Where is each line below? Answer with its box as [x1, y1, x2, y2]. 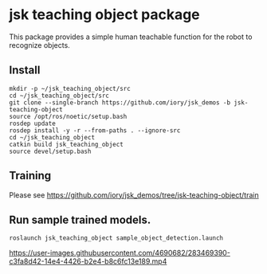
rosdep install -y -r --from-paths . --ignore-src [9, 126, 181, 135]
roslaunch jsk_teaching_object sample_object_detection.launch [9, 234, 224, 242]
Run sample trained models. [9, 213, 151, 226]
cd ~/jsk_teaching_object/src [9, 92, 110, 100]
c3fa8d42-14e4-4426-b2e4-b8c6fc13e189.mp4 [9, 256, 167, 266]
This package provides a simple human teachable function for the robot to [9, 32, 253, 41]
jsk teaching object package [9, 6, 200, 24]
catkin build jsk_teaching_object [9, 140, 124, 148]
